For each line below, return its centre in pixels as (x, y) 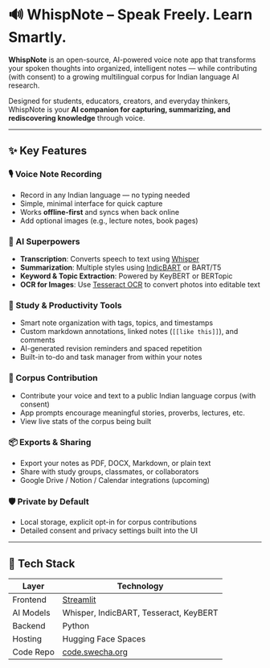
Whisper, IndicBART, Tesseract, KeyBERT (140, 612)
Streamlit (79, 600)
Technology (140, 586)
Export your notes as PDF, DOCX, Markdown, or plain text (115, 463)
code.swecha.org (95, 652)
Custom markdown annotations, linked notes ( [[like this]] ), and (129, 332)
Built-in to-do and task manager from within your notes (111, 357)
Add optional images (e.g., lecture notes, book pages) (109, 221)
